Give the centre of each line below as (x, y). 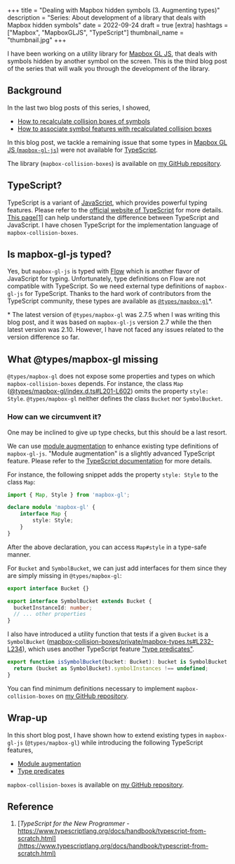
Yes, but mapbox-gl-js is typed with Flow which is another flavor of (103, 271)
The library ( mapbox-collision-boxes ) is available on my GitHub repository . (115, 163)
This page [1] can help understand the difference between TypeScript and (113, 217)
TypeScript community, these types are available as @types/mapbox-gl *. (110, 301)
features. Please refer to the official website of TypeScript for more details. (115, 209)
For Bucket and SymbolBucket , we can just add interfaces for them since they (117, 568)
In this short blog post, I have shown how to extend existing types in (106, 735)
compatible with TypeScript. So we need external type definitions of (106, 286)
